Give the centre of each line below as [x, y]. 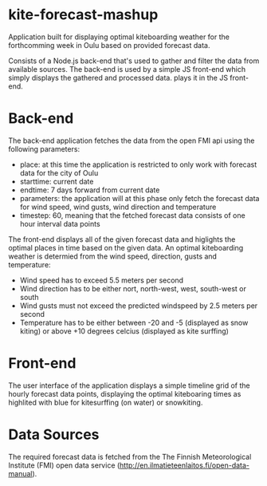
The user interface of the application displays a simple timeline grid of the [130, 385]
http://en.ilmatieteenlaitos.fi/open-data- [184, 465]
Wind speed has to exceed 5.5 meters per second [102, 280]
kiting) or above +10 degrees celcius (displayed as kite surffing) [124, 331]
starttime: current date [57, 181]
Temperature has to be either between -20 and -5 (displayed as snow [134, 322]
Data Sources [54, 435]
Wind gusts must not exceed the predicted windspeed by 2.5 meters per [139, 306]
